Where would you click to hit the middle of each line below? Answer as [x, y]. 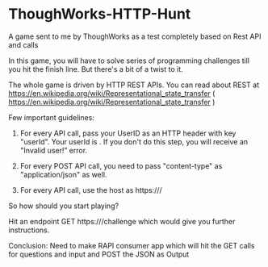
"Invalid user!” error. [53, 150]
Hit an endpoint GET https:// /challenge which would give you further [122, 221]
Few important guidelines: [52, 117]
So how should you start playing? [64, 206]
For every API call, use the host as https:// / [91, 190]
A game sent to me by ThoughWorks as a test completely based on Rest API [135, 36]
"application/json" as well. [63, 174]
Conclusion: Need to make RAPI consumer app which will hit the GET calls [132, 245]
